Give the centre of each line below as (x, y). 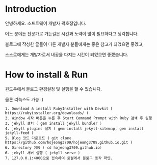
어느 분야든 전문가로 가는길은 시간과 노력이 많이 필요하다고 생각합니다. (72, 33)
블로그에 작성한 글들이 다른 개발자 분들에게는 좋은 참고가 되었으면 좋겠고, (74, 44)
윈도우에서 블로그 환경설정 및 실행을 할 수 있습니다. (53, 89)
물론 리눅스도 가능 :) (24, 99)
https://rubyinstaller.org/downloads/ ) (47, 113)
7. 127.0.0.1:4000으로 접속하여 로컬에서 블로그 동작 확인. (59, 158)
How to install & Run (47, 75)
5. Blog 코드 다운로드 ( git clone (38, 138)
